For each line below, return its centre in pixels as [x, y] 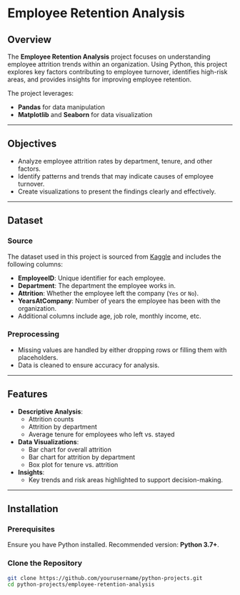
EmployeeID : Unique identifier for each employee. [91, 278]
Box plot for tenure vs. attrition [73, 464]
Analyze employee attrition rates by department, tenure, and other [115, 161]
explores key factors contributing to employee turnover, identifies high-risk [117, 72]
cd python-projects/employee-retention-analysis [81, 585]
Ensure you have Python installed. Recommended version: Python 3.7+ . [113, 545]
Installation [33, 509]
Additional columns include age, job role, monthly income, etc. [109, 316]
